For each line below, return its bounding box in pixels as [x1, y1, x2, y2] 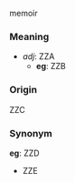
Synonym [9, 127, 52, 139]
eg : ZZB [35, 61, 66, 72]
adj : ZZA [22, 51, 55, 62]
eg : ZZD [9, 147, 40, 158]
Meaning [9, 30, 50, 43]
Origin [9, 84, 38, 97]
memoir [9, 8, 38, 18]
